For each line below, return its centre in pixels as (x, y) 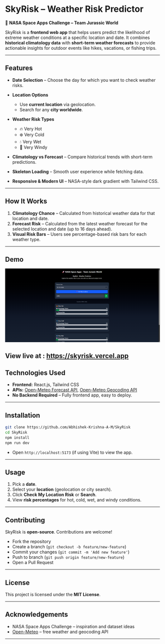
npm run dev (17, 443)
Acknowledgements (37, 615)
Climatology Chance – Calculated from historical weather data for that (83, 213)
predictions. (24, 162)
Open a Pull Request (33, 563)
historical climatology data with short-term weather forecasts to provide (80, 42)
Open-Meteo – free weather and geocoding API (60, 632)
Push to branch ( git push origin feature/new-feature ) (68, 557)
